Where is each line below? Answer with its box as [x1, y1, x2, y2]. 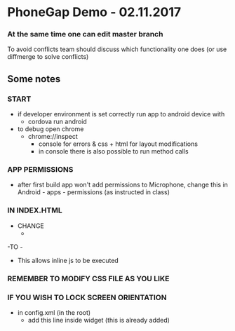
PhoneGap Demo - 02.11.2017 [7, 4, 182, 20]
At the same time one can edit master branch [7, 29, 163, 39]
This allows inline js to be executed [17, 256, 119, 264]
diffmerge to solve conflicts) [7, 53, 89, 61]
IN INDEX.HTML [7, 205, 62, 215]
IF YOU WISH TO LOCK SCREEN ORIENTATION [7, 292, 167, 302]
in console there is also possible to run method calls [38, 147, 189, 156]
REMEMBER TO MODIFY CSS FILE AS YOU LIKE [7, 273, 170, 283]
